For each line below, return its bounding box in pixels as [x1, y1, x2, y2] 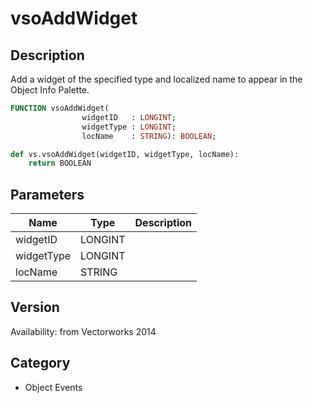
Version [10, 299, 60, 316]
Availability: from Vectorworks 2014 [10, 325, 157, 337]
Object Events [24, 381, 83, 393]
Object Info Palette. [10, 84, 90, 96]
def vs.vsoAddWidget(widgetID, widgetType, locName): [10, 149, 240, 159]
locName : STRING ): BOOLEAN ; [81, 131, 217, 141]
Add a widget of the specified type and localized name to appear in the [10, 73, 303, 85]
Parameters [10, 186, 85, 203]
